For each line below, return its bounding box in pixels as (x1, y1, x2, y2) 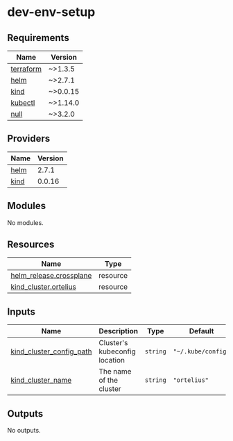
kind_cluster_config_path (10, 347, 92, 356)
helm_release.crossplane (10, 271, 92, 281)
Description (98, 326, 139, 336)
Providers (7, 133, 51, 144)
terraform (10, 64, 42, 74)
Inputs (7, 306, 36, 317)
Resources (7, 239, 55, 251)
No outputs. (7, 426, 41, 435)
